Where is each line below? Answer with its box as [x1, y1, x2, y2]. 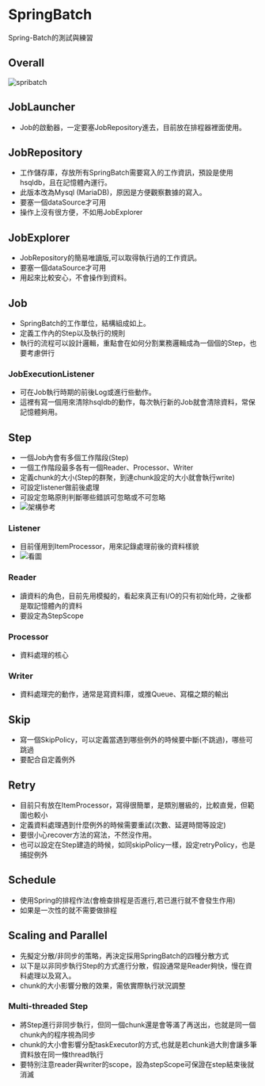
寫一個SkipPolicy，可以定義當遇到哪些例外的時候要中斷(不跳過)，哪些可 [19, 735, 253, 745]
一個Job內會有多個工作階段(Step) [19, 453, 129, 462]
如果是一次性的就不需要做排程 [19, 905, 117, 915]
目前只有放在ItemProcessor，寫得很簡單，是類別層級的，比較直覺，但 [19, 800, 248, 810]
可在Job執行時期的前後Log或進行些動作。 [19, 387, 156, 397]
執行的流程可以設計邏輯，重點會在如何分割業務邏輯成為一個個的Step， [19, 339, 250, 347]
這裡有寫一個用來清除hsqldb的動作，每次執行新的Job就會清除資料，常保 [19, 397, 256, 407]
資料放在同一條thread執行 [19, 1050, 104, 1059]
